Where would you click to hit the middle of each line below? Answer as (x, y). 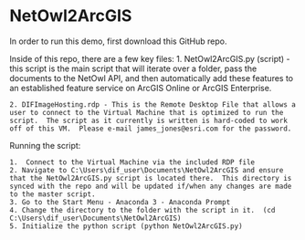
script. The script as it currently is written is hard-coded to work (148, 120)
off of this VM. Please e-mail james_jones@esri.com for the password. (151, 129)
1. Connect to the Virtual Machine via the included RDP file (132, 162)
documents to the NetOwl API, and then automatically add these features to (152, 78)
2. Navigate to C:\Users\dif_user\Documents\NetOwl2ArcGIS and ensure (147, 170)
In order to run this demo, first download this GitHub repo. (118, 41)
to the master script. (53, 194)
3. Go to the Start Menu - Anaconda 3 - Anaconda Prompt (120, 202)
